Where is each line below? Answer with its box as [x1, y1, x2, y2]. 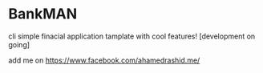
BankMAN [8, 5, 78, 23]
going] [8, 39, 30, 49]
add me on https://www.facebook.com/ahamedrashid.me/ [8, 55, 200, 65]
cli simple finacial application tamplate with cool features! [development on [8, 31, 256, 41]
